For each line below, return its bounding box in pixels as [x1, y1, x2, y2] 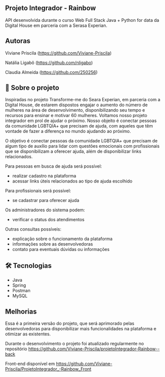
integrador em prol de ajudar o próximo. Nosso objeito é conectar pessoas [5, 118, 157, 124]
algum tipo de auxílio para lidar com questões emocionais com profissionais [5, 143, 160, 149]
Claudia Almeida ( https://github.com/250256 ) [5, 69, 98, 75]
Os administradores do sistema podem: [5, 207, 85, 213]
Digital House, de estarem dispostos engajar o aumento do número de [5, 102, 148, 108]
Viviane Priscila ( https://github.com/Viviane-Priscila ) [5, 50, 112, 56]
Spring [12, 282, 26, 288]
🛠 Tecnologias [5, 261, 52, 270]
